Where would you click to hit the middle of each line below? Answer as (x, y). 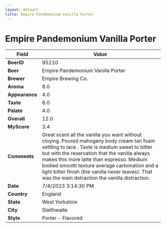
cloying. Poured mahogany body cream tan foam (98, 141)
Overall (16, 119)
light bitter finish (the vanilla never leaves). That (97, 172)
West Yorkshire (60, 202)
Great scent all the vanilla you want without (92, 135)
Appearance (22, 95)
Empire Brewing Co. (65, 78)
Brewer (16, 78)
